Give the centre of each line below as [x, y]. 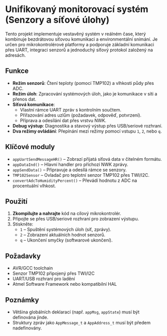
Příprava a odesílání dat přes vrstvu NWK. [63, 120]
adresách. [16, 55]
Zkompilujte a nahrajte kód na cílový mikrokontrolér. [67, 213]
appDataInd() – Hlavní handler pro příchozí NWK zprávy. [70, 164]
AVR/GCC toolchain [33, 268]
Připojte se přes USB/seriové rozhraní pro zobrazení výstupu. [76, 219]
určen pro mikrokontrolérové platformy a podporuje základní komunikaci [80, 44]
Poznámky [22, 300]
